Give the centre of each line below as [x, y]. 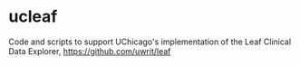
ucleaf [33, 17]
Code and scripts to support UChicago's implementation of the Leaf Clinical [150, 42]
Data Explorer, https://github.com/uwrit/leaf [90, 51]
